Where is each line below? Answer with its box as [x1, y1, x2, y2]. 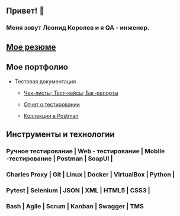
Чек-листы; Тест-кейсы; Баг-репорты [23, 89, 118, 96]
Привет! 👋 [6, 6, 45, 16]
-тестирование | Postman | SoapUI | [6, 154, 114, 163]
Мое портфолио [6, 62, 68, 72]
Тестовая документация [14, 78, 76, 85]
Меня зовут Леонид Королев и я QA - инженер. [6, 24, 150, 32]
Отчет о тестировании [23, 101, 80, 108]
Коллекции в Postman [23, 112, 79, 119]
